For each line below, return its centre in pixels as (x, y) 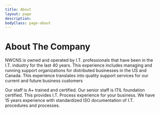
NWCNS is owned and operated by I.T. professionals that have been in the (79, 60)
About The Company (48, 47)
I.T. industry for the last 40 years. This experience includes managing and (79, 65)
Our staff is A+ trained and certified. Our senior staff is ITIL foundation (75, 90)
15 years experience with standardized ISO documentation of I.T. (70, 100)
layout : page (18, 14)
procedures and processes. (32, 106)
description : (18, 18)
